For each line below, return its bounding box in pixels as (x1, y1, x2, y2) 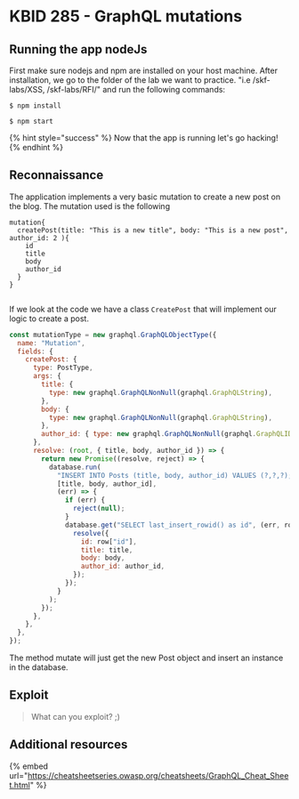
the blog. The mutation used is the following (9, 200, 171, 211)
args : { (32, 372, 62, 381)
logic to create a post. (9, 313, 89, 324)
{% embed (9, 761, 49, 771)
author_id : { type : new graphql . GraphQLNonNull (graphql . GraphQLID (41, 430, 293, 439)
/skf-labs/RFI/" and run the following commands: (46, 85, 225, 94)
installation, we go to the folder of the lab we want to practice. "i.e (9, 75, 251, 85)
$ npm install (9, 101, 62, 110)
